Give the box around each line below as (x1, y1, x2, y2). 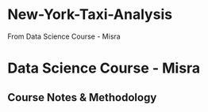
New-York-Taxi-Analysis (7, 6, 172, 24)
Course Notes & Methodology (7, 91, 157, 104)
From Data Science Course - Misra (7, 32, 121, 41)
